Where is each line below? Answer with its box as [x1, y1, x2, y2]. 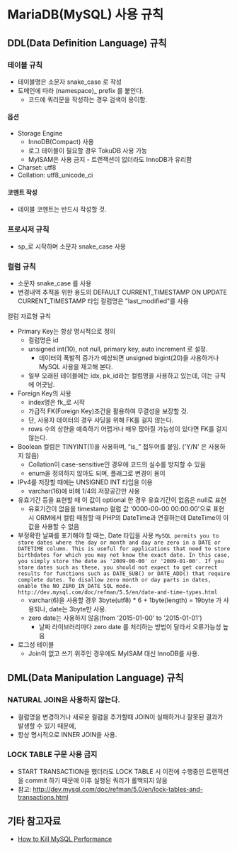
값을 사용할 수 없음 [28, 522, 80, 530]
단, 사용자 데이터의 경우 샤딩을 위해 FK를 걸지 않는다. [28, 415, 174, 424]
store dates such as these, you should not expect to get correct [17, 564, 218, 571]
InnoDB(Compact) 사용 [28, 138, 94, 146]
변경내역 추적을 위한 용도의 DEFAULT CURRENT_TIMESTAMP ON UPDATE [17, 288, 228, 296]
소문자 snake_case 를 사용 [17, 278, 92, 288]
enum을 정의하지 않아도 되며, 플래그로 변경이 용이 [28, 469, 166, 477]
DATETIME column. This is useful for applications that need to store [17, 545, 231, 552]
